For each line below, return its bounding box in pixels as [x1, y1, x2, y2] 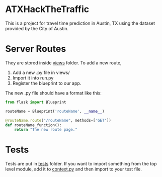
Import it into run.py [12, 74, 54, 81]
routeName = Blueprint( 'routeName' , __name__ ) [5, 109, 105, 114]
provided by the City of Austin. [5, 25, 69, 31]
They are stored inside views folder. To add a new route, [5, 59, 122, 66]
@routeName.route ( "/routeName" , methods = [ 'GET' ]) [5, 118, 112, 123]
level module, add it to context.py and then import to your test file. [5, 166, 142, 172]
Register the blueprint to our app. [12, 80, 82, 86]
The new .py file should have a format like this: [5, 90, 102, 96]
